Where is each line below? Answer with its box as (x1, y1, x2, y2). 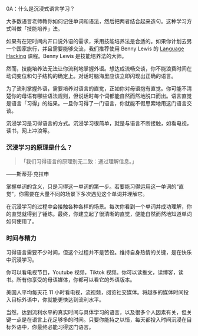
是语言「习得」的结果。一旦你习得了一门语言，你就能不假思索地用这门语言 (6, 100, 187, 106)
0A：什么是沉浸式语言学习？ (6, 5, 75, 12)
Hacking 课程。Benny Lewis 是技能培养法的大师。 (6, 53, 127, 59)
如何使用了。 (6, 218, 37, 225)
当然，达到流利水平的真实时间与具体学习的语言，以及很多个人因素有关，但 (6, 308, 187, 315)
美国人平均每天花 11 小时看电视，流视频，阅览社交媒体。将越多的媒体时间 (6, 289, 184, 296)
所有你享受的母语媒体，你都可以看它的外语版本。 (16, 276, 136, 283)
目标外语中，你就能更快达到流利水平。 (11, 296, 104, 303)
